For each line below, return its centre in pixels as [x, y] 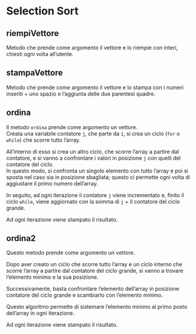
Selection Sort [43, 11]
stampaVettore [34, 73]
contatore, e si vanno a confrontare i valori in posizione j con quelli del [94, 158]
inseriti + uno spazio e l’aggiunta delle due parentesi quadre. [81, 94]
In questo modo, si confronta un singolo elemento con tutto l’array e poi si [97, 171]
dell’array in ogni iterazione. [40, 313]
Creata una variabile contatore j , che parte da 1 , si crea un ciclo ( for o [93, 133]
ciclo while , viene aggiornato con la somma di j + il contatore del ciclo [93, 201]
